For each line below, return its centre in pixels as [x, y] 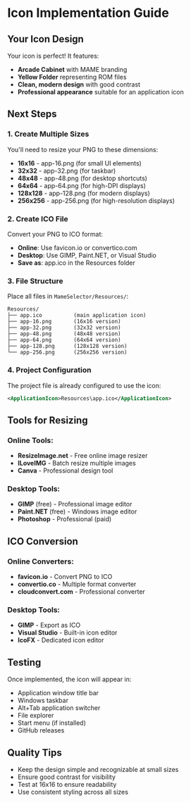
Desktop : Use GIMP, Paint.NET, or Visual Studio [87, 255]
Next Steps [32, 114]
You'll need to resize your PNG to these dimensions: [83, 149]
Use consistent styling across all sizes [73, 792]
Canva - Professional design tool [65, 471]
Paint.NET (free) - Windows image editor [77, 511]
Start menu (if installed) [52, 723]
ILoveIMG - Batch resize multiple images [76, 463]
